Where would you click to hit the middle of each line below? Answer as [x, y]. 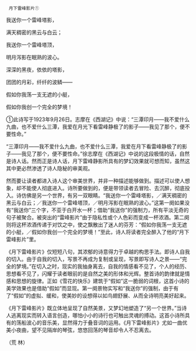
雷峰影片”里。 [23, 239]
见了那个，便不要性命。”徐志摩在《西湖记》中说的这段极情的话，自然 [108, 154]
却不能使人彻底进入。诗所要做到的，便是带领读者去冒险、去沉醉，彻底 [100, 188]
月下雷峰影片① [24, 8]
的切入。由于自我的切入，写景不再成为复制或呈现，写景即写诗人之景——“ [94, 259]
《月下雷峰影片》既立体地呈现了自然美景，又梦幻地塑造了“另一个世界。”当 [94, 308]
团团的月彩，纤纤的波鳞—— [39, 82]
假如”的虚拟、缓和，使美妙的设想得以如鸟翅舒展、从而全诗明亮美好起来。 [101, 295]
